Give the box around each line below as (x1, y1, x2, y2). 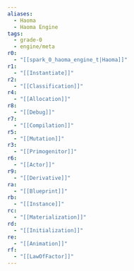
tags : (7, 30, 23, 37)
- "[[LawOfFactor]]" (13, 253, 74, 260)
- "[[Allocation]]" (13, 96, 71, 103)
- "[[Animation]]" (13, 240, 68, 247)
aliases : (7, 10, 33, 18)
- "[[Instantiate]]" (13, 69, 74, 76)
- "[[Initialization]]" (13, 227, 83, 234)
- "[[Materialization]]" (13, 214, 87, 221)
